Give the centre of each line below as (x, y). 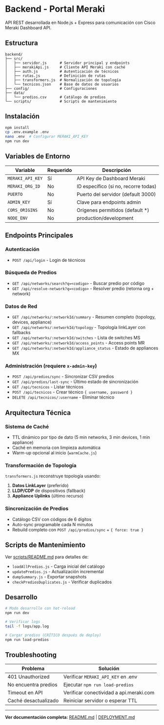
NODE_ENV (18, 218)
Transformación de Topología (41, 466)
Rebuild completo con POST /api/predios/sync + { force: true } (78, 530)
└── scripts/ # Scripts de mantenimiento (61, 101)
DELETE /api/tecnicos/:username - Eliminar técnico (63, 397)
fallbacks (21, 333)
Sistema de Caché (27, 426)
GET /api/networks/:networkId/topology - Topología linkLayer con (79, 327)
